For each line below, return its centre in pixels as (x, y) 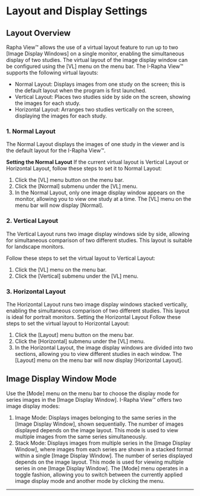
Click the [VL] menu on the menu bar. (61, 269)
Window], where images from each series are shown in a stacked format (104, 449)
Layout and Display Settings (77, 11)
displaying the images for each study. (61, 116)
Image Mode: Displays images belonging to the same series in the (96, 417)
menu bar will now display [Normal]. (59, 205)
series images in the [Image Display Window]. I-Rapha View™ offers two (94, 399)
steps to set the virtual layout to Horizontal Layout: (68, 323)
